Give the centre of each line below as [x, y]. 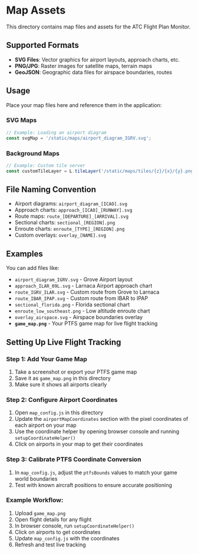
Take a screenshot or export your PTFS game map [76, 372]
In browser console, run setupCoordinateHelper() [75, 526]
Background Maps [33, 153]
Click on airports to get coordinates [57, 532]
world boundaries [36, 479]
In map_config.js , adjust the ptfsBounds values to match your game [96, 472]
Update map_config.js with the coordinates [67, 538]
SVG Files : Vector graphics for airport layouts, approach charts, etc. [97, 59]
